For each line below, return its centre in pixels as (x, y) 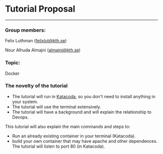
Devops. (20, 117)
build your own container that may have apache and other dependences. (85, 141)
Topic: (13, 63)
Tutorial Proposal (40, 9)
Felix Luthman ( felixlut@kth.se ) (36, 41)
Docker (12, 73)
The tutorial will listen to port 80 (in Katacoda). (58, 146)
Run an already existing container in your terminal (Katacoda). (74, 136)
